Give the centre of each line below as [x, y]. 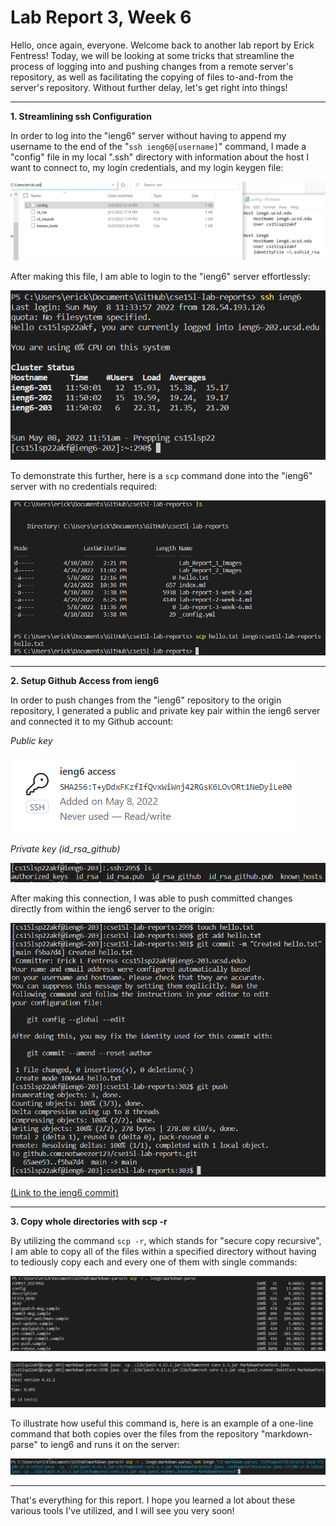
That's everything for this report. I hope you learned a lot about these [153, 1500]
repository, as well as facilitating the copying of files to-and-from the [152, 77]
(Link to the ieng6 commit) [65, 1193]
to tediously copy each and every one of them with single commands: [154, 1262]
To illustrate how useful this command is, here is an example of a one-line [162, 1423]
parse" [24, 1444]
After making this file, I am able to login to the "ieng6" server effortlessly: [160, 276]
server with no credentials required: [84, 487]
